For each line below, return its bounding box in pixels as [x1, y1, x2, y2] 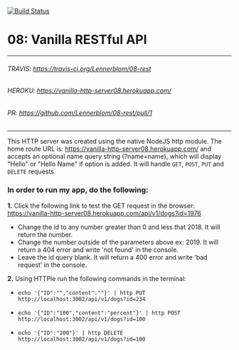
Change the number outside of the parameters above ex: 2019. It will [17, 238, 219, 246]
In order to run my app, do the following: [7, 185, 149, 195]
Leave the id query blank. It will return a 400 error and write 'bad [17, 253, 208, 261]
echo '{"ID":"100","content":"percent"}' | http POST [17, 309, 181, 317]
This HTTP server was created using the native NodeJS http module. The [7, 137, 223, 146]
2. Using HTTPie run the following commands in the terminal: [7, 274, 186, 282]
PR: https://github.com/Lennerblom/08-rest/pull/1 [7, 108, 153, 117]
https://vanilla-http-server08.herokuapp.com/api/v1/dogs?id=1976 [7, 208, 201, 217]
